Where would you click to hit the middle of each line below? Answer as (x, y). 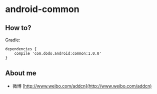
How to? (18, 28)
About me (21, 73)
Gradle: (13, 40)
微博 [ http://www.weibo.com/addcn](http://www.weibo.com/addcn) (82, 86)
